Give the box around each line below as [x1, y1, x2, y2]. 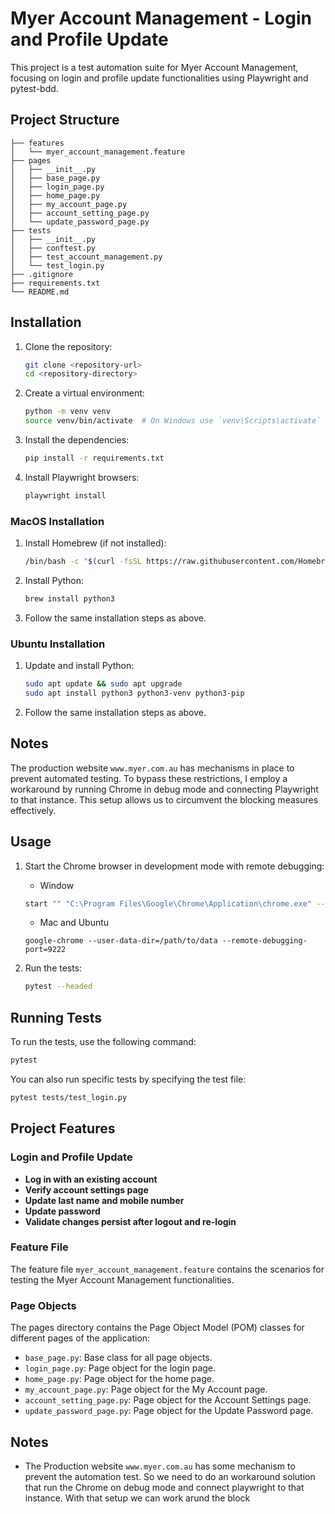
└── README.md [10, 287, 70, 297]
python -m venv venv [24, 407, 111, 417]
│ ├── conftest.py [10, 243, 97, 253]
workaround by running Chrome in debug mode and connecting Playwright [10, 783, 319, 795]
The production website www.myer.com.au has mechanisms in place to [10, 762, 295, 774]
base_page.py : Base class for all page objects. [24, 1352, 213, 1364]
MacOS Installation [10, 514, 105, 528]
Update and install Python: [24, 660, 135, 672]
